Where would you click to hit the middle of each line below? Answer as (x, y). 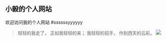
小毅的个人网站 (29, 9)
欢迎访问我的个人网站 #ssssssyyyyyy (44, 22)
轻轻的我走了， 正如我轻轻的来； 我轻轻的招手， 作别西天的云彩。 (86, 33)
